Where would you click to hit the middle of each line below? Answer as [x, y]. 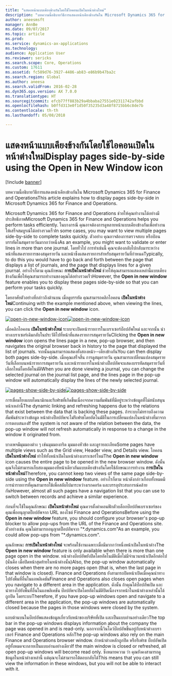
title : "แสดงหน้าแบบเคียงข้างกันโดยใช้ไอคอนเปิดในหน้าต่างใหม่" [56, 10]
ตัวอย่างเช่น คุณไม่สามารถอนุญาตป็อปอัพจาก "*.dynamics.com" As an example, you [83, 529]
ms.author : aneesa [25, 82]
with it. [12, 669]
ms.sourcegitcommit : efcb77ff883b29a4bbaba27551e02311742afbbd [74, 101]
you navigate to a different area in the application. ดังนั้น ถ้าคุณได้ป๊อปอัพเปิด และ [84, 584]
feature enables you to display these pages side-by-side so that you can [82, 282]
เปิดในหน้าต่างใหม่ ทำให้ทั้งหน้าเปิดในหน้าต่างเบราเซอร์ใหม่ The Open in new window [82, 456]
